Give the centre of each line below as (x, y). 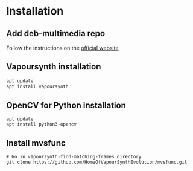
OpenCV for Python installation (66, 105)
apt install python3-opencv (42, 124)
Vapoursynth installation (54, 67)
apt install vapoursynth (37, 86)
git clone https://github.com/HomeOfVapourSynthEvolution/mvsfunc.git (97, 162)
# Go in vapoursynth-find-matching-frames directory (74, 157)
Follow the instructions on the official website (62, 48)
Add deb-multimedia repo (56, 34)
